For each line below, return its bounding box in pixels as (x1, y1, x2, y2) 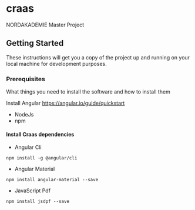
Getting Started (6, 38, 64, 48)
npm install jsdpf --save (6, 199, 69, 205)
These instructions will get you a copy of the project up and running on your (6, 54, 190, 61)
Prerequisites (6, 75, 45, 83)
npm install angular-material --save (6, 177, 99, 183)
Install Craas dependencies (6, 131, 75, 138)
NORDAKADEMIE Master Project (6, 21, 85, 28)
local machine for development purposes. (6, 60, 107, 67)
